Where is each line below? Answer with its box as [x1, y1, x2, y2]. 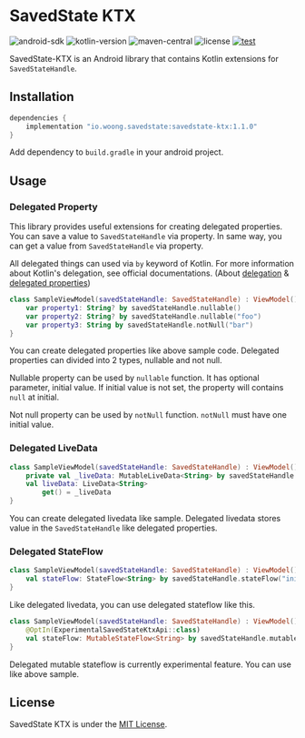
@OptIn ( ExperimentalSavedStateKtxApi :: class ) [25, 625, 202, 634]
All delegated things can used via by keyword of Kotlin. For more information [9, 258, 295, 269]
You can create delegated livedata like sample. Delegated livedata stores [9, 513, 281, 524]
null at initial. [9, 392, 60, 403]
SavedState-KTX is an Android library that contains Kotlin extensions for [9, 53, 279, 64]
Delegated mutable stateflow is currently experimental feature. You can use [9, 659, 292, 670]
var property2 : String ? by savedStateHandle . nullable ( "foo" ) [25, 311, 261, 321]
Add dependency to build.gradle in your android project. [9, 147, 224, 157]
